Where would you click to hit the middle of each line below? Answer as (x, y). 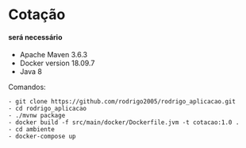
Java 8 (31, 72)
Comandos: (27, 87)
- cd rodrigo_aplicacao (48, 109)
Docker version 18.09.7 (57, 63)
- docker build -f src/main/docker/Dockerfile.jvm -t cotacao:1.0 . (124, 123)
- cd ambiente (32, 130)
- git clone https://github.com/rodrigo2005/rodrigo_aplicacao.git (122, 102)
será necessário (35, 37)
